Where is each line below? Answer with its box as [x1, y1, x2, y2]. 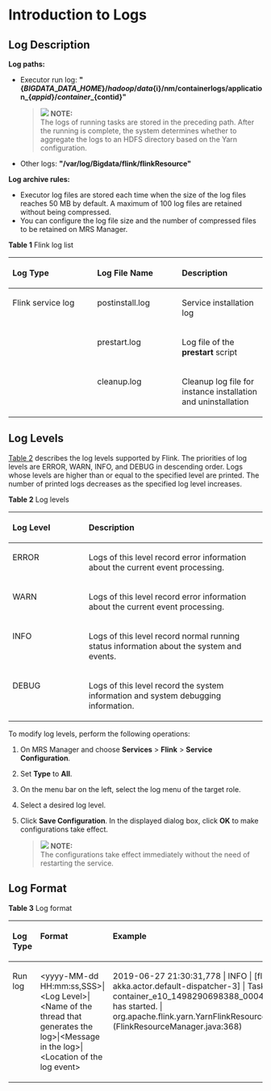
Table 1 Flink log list [8, 240, 74, 250]
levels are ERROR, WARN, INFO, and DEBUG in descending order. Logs [8, 461, 244, 471]
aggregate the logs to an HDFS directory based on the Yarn [40, 135, 238, 144]
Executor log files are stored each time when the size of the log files [19, 190, 247, 200]
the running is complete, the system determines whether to [40, 126, 237, 135]
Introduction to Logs [8, 6, 148, 24]
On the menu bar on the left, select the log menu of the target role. [19, 784, 241, 794]
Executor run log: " [19, 75, 83, 84]
